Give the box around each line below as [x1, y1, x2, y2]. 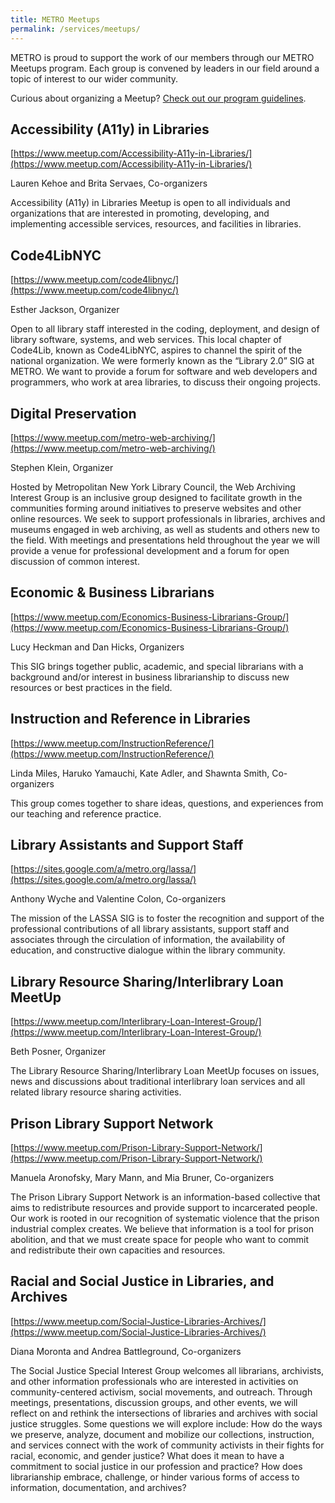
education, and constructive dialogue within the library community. [10, 944, 286, 956]
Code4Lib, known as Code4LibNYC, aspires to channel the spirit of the [10, 344, 303, 356]
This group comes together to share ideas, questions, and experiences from [10, 797, 324, 809]
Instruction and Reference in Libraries [10, 711, 251, 728]
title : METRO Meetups [10, 14, 101, 25]
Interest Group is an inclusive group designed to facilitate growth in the [10, 491, 303, 503]
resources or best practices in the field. [10, 681, 173, 693]
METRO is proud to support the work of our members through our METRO [10, 51, 315, 63]
